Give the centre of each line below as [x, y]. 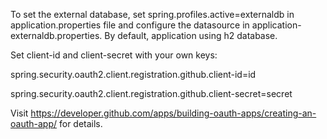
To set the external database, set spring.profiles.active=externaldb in [152, 14]
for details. [80, 123]
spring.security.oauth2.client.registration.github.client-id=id [133, 74]
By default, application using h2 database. [191, 35]
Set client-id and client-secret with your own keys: [114, 55]
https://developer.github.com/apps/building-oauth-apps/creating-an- [173, 113]
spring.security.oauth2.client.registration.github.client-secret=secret [151, 93]
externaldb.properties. [56, 35]
